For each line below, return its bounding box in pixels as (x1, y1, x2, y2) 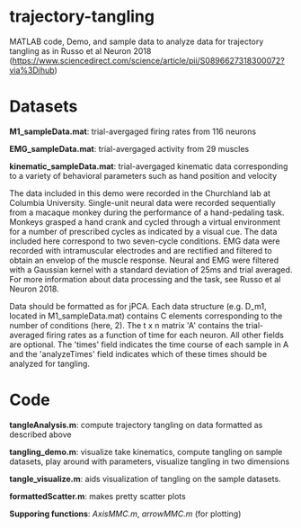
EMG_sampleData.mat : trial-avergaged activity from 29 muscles (9, 143, 250, 154)
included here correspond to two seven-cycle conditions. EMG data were (9, 236, 280, 246)
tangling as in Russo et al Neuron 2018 (9, 45, 152, 56)
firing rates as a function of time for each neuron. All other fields (46, 329, 285, 340)
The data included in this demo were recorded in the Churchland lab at (9, 187, 271, 199)
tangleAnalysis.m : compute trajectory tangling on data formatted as (9, 419, 263, 430)
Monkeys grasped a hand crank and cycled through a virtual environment (9, 216, 281, 227)
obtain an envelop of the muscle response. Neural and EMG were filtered (9, 255, 279, 265)
